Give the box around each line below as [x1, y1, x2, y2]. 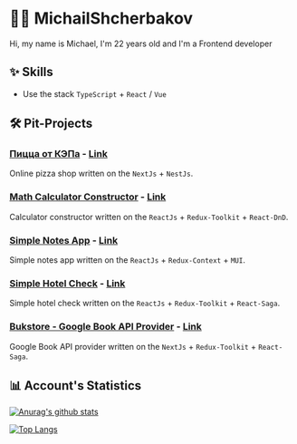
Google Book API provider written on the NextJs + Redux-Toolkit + [9, 341, 256, 352]
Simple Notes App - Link [9, 234, 119, 246]
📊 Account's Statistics [9, 378, 142, 393]
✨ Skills [9, 64, 54, 80]
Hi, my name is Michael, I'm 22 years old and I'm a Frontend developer [9, 38, 273, 49]
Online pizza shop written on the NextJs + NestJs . [9, 168, 194, 179]
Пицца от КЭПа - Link [9, 148, 109, 160]
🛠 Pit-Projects [9, 116, 93, 131]
